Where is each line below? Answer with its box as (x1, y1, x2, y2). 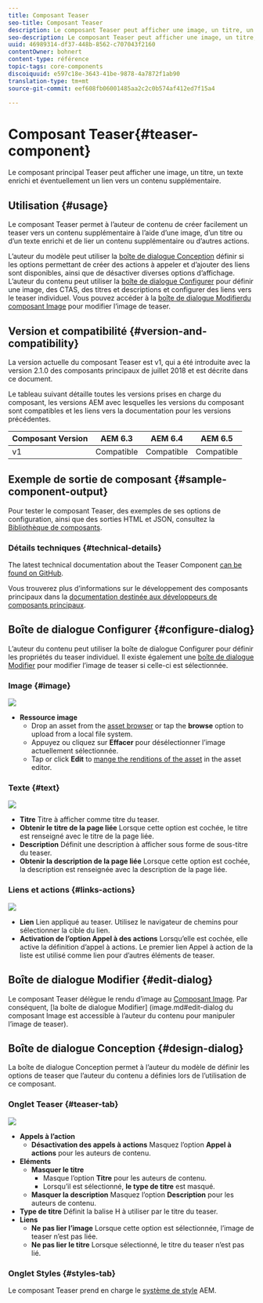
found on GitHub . (8, 568, 64, 578)
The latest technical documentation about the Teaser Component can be (8, 560, 243, 570)
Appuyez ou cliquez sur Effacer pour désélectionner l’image (31, 738, 225, 747)
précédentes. (8, 414, 51, 424)
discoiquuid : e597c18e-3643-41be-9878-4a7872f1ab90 (8, 70, 180, 78)
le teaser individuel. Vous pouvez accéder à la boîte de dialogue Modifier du (8, 294, 252, 303)
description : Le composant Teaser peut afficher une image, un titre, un (8, 26, 254, 34)
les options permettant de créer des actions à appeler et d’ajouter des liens (8, 260, 250, 269)
